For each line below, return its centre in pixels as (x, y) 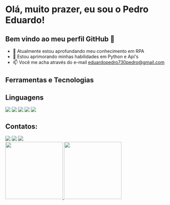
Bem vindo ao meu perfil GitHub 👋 (60, 39)
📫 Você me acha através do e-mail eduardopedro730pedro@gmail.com (89, 62)
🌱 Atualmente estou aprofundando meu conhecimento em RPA (78, 51)
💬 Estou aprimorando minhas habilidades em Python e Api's (76, 56)
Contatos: (21, 126)
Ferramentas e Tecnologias (50, 80)
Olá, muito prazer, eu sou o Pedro (77, 9)
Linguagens (25, 97)
